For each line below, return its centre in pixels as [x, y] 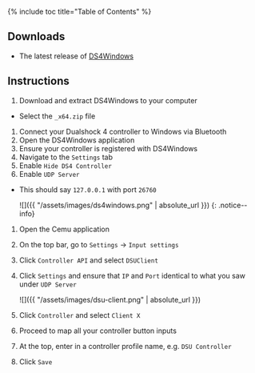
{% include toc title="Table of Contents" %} [80, 12]
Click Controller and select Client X [80, 315]
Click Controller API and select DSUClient [89, 260]
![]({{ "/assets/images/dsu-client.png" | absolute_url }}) [110, 299]
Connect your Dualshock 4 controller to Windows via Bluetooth [123, 131]
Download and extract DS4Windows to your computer [108, 100]
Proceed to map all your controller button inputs [98, 331]
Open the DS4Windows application [77, 140]
